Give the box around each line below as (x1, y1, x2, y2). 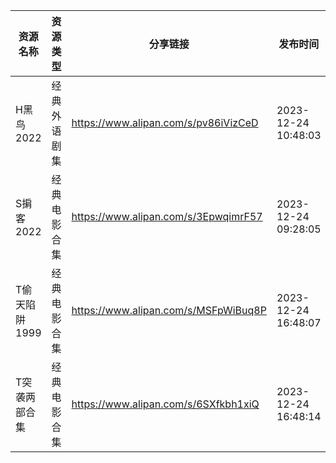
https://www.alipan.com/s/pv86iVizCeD (71, 116, 259, 129)
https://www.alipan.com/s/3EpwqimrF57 (71, 210, 263, 223)
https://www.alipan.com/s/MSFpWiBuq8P (71, 304, 267, 317)
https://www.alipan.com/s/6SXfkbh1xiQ (71, 397, 260, 411)
